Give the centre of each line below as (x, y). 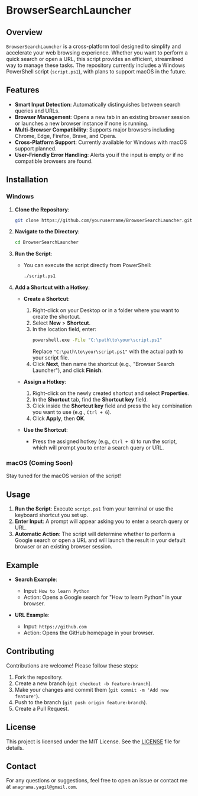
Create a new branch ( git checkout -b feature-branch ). (83, 683)
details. (15, 747)
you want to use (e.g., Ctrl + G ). (72, 412)
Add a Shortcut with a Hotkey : (52, 287)
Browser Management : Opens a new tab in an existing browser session (102, 117)
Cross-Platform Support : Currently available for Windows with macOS (101, 142)
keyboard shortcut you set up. (51, 515)
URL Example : (32, 615)
